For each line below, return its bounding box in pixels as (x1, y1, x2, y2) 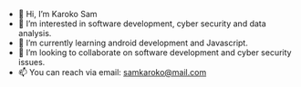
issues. (17, 57, 46, 67)
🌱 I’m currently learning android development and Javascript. (17, 37, 248, 48)
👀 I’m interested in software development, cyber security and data (17, 18, 266, 29)
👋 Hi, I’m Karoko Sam (17, 9, 98, 19)
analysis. (17, 28, 52, 38)
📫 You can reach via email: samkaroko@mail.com (17, 67, 207, 77)
